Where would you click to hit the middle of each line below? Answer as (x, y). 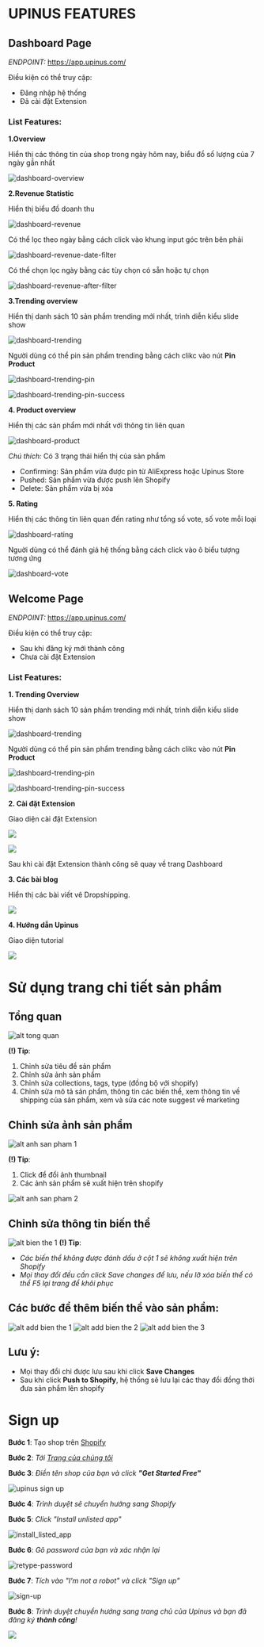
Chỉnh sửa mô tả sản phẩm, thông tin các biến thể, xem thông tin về (130, 1092)
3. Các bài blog (33, 879)
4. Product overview (42, 410)
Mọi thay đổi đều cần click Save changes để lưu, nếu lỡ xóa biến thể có (136, 1275)
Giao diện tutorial (36, 940)
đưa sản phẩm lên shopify (62, 1388)
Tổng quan (35, 1016)
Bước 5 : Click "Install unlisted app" (65, 1519)
